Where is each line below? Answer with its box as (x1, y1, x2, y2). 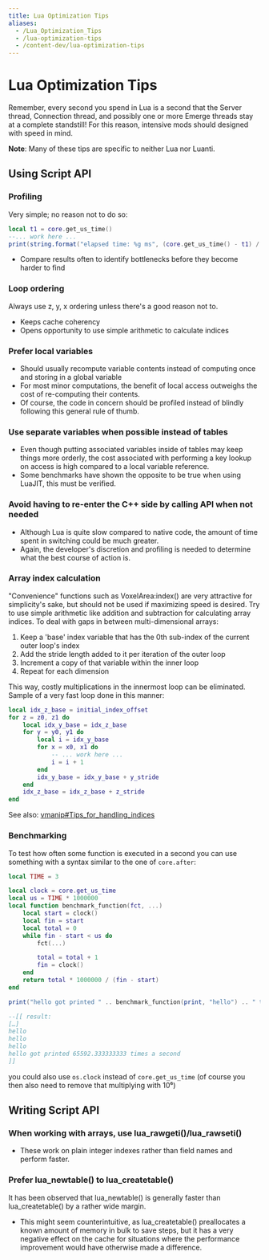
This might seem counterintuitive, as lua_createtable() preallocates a (19, 1217, 246, 1226)
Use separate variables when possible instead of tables (8, 426, 228, 438)
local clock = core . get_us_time (8, 887, 116, 895)
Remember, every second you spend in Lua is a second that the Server (8, 103, 243, 112)
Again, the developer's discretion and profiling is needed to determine (19, 544, 251, 554)
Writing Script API (8, 1103, 100, 1117)
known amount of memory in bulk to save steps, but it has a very (19, 1225, 234, 1235)
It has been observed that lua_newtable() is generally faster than (8, 1193, 222, 1202)
